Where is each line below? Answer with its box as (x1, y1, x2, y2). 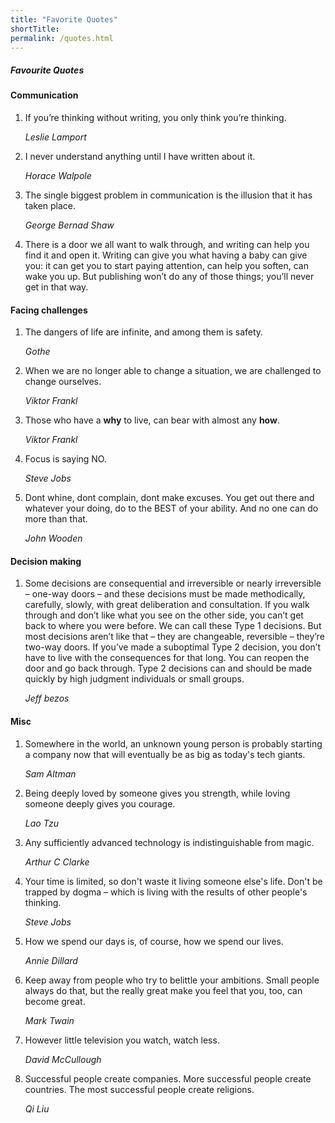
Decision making (10, 555, 82, 567)
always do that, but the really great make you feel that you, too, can (24, 984, 303, 996)
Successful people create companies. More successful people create (24, 1072, 312, 1085)
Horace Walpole (24, 169, 92, 181)
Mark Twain (24, 1014, 75, 1026)
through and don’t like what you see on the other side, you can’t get (24, 609, 304, 621)
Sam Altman (24, 767, 77, 780)
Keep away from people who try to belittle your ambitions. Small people (24, 974, 320, 986)
